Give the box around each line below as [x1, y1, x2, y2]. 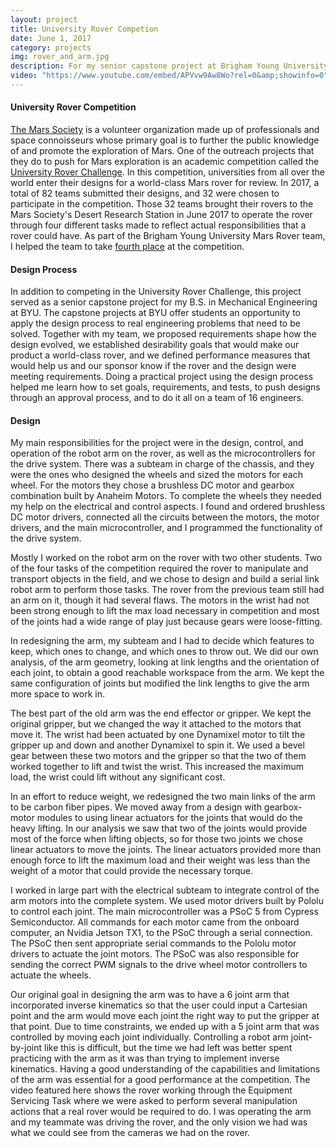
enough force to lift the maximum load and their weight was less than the [10, 854, 311, 866]
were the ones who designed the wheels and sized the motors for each [10, 469, 303, 481]
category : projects [10, 42, 92, 53]
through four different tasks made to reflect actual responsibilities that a [10, 219, 307, 231]
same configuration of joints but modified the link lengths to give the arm [10, 677, 310, 690]
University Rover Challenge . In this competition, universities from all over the [10, 166, 325, 178]
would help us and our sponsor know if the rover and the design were [10, 360, 297, 372]
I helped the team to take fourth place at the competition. [10, 241, 245, 253]
